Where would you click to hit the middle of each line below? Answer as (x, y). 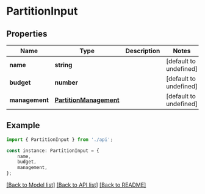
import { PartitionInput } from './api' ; (60, 139)
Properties (27, 34)
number (66, 82)
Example (23, 125)
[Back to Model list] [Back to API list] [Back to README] (76, 185)
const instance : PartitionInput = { (53, 151)
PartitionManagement (87, 100)
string (63, 65)
